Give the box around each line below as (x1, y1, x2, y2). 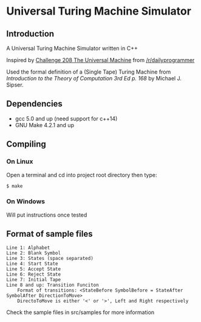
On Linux (6, 157, 33, 166)
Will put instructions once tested (6, 211, 87, 219)
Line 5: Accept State (6, 266, 61, 272)
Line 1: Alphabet (6, 245, 50, 251)
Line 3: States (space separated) (6, 256, 94, 262)
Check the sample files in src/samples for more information (6, 309, 155, 316)
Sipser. (6, 81, 24, 88)
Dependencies (6, 99, 63, 109)
